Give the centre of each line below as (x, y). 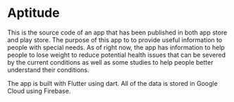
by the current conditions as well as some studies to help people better (110, 62)
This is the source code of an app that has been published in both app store (117, 32)
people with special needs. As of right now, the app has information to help (116, 47)
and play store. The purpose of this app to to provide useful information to (115, 39)
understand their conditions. (48, 70)
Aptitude (33, 13)
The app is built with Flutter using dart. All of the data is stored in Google (113, 83)
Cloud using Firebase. (39, 91)
